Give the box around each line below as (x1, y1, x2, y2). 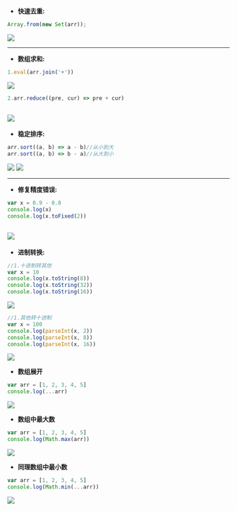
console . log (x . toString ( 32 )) (7, 282, 93, 289)
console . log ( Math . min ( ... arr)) (7, 483, 99, 491)
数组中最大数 (17, 415, 55, 423)
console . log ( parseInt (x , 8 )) (7, 334, 93, 341)
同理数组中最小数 (17, 462, 68, 471)
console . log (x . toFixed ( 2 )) (7, 212, 87, 220)
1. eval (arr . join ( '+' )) (7, 69, 74, 76)
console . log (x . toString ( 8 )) (7, 275, 90, 282)
